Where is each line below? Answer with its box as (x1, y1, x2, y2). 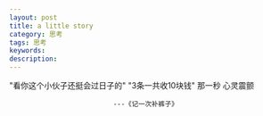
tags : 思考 (9, 37, 47, 47)
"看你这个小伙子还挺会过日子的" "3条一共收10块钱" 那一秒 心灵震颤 (9, 80, 255, 90)
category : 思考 (9, 29, 63, 38)
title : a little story (9, 21, 94, 30)
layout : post (9, 12, 58, 22)
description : (9, 54, 58, 63)
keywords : (9, 46, 46, 55)
